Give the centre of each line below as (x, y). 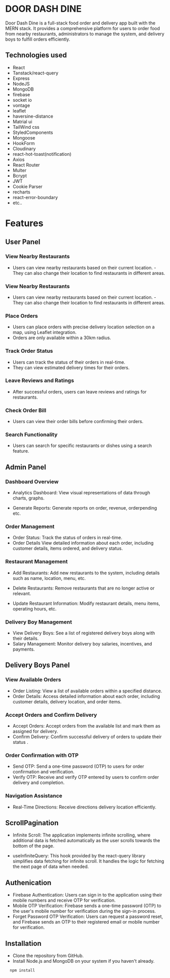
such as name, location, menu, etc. (49, 578)
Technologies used (36, 55)
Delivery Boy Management (39, 622)
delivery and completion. (39, 783)
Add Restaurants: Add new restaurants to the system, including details (86, 573)
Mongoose (24, 137)
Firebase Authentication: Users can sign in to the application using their (87, 895)
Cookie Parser (27, 186)
